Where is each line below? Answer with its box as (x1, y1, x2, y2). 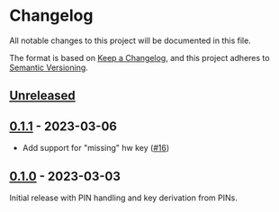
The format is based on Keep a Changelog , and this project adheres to (9, 52, 270, 63)
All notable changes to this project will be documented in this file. (9, 35, 252, 46)
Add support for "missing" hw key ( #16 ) (22, 143, 169, 154)
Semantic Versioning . (9, 62, 88, 73)
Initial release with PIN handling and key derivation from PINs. (9, 192, 238, 203)
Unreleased (9, 88, 76, 103)
